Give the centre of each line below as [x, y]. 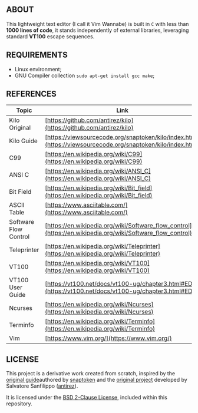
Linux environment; [38, 69]
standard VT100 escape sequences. [50, 36]
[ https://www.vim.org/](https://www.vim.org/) [108, 338]
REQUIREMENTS [37, 55]
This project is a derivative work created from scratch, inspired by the [91, 374]
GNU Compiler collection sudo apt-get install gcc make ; [85, 75]
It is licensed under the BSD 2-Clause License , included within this [87, 398]
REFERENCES [32, 94]
